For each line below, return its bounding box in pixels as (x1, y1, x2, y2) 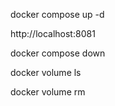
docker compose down (10, 47, 106, 59)
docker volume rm (10, 86, 86, 98)
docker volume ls (10, 67, 82, 78)
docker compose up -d (10, 9, 105, 20)
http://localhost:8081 (10, 28, 96, 39)
